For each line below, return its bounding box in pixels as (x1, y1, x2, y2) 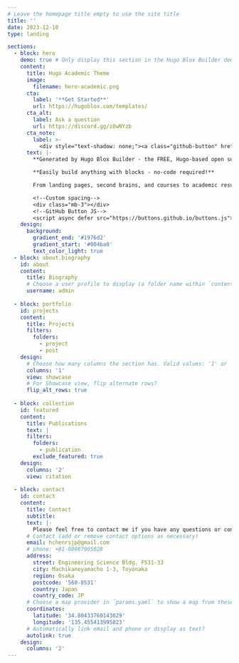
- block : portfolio (14, 300, 72, 307)
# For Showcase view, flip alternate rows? (26, 380, 158, 387)
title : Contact (26, 506, 72, 513)
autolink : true (26, 632, 72, 639)
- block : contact (14, 486, 65, 493)
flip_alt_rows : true (26, 386, 87, 394)
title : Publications (26, 420, 87, 427)
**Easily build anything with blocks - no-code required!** (33, 169, 215, 176)
